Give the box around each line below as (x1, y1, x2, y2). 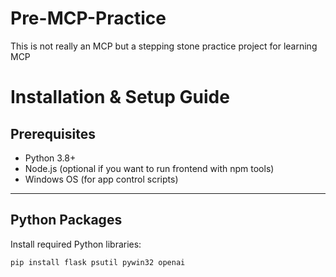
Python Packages (10, 212, 123, 229)
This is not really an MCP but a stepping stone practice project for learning (10, 40, 318, 52)
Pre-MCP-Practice (10, 7, 167, 30)
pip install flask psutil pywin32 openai (10, 257, 186, 267)
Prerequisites (10, 125, 96, 142)
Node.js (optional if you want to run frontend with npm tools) (24, 162, 275, 174)
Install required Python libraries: (10, 238, 142, 250)
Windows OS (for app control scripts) (24, 173, 179, 185)
